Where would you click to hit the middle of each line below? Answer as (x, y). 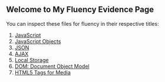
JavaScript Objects (38, 41)
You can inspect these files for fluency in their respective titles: (82, 23)
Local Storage (32, 60)
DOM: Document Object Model (52, 66)
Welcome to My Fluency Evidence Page (80, 10)
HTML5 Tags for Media (42, 72)
